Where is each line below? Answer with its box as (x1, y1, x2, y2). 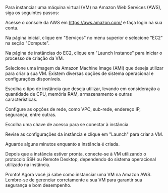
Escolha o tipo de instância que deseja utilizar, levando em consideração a (5, 86, 160, 92)
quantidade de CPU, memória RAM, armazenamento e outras (5, 91, 132, 97)
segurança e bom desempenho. (5, 182, 72, 188)
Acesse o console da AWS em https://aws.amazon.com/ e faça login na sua (5, 20, 162, 25)
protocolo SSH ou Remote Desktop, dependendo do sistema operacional (5, 157, 156, 162)
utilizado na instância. (5, 162, 50, 168)
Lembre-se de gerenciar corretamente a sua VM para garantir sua (5, 177, 142, 183)
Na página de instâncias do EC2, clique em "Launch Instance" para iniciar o (5, 50, 162, 56)
